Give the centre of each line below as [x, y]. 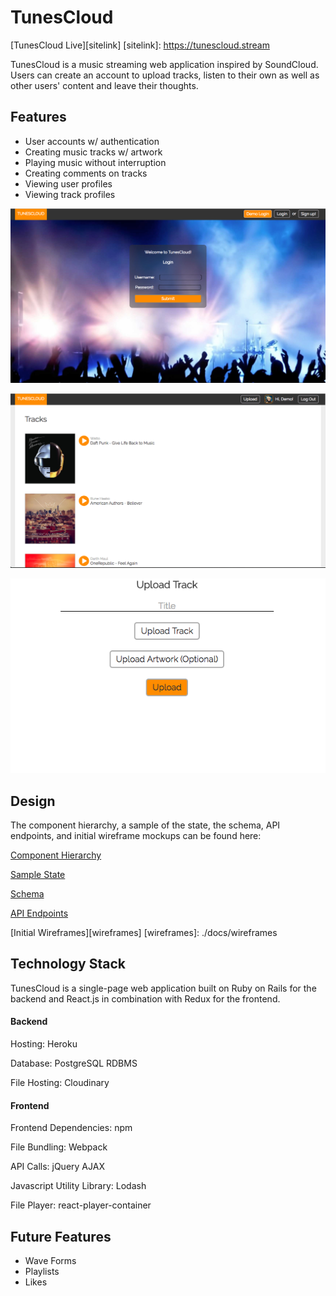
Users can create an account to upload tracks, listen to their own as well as [165, 75]
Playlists [42, 1271]
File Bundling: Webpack [59, 1147]
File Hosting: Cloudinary [60, 1082]
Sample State [38, 874]
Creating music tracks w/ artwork [93, 152]
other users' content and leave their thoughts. [104, 85]
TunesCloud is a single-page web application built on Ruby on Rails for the [163, 988]
